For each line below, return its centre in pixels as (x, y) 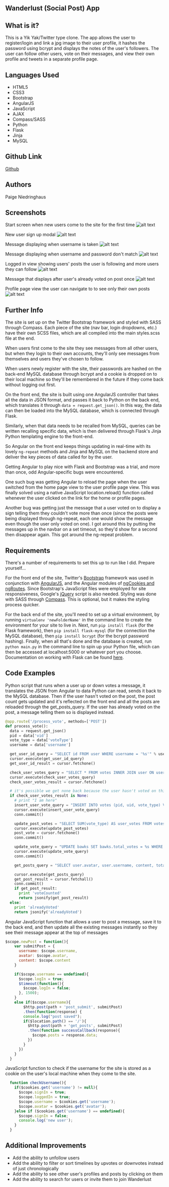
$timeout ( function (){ (41, 984)
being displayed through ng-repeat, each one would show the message (79, 519)
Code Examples (30, 673)
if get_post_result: (36, 889)
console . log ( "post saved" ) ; (53, 1016)
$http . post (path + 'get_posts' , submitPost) (75, 1026)
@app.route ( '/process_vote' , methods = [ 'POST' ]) (56, 721)
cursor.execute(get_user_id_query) (47, 759)
